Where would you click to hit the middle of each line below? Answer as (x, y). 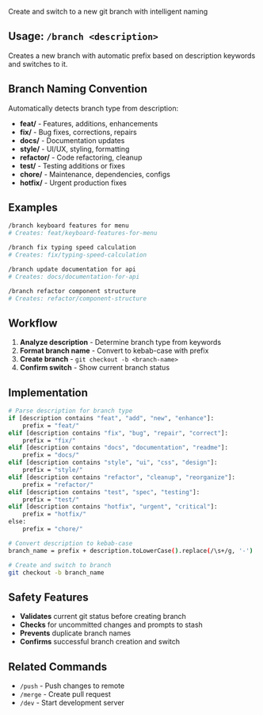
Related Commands (58, 667)
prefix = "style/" (53, 470)
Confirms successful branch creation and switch (100, 642)
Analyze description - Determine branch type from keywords (120, 342)
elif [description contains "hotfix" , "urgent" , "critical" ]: (113, 507)
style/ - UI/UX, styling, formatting (74, 149)
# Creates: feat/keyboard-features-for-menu (83, 234)
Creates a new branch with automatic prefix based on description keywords (132, 56)
